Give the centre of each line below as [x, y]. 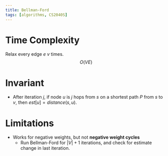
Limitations [30, 123]
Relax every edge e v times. [35, 54]
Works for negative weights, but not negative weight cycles [76, 137]
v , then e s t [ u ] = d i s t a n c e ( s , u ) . [45, 102]
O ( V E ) [86, 62]
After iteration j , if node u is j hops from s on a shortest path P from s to [88, 97]
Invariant [25, 83]
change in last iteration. [45, 148]
